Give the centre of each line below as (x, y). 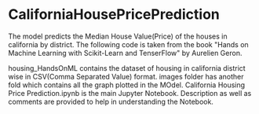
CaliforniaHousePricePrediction (114, 15)
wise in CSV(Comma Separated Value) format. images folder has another (126, 76)
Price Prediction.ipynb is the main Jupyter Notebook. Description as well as (130, 93)
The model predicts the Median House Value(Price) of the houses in (118, 36)
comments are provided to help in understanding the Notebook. (111, 101)
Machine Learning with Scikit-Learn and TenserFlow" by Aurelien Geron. (125, 53)
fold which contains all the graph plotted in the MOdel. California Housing (127, 85)
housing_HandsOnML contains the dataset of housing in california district (127, 68)
